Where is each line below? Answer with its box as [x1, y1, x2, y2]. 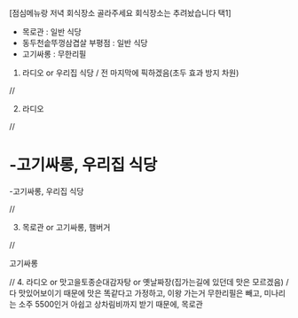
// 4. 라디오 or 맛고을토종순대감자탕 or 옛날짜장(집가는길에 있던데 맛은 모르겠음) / [9, 276, 289, 287]
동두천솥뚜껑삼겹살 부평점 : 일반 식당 [21, 38, 148, 48]
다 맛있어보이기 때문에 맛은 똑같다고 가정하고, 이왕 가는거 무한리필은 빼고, [9, 287, 263, 299]
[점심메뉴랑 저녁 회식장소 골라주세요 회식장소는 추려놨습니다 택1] [9, 8, 232, 18]
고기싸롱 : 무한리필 [21, 49, 87, 59]
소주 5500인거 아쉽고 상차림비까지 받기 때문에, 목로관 [18, 299, 204, 309]
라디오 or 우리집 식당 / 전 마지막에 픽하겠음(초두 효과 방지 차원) [21, 67, 239, 78]
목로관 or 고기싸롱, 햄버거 [21, 221, 111, 232]
